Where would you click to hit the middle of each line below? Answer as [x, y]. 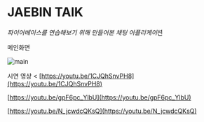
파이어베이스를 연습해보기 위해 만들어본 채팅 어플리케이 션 [85, 32]
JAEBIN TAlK [45, 12]
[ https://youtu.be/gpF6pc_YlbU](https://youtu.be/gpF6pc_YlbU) [99, 97]
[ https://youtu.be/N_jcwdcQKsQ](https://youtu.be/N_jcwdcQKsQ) [102, 111]
